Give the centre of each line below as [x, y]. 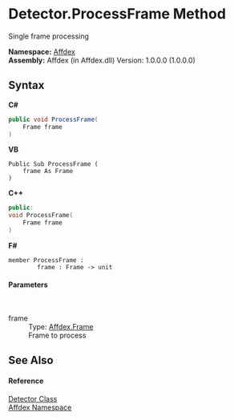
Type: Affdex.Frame [61, 327]
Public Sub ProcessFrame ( [53, 164]
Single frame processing [49, 36]
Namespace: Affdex [42, 51]
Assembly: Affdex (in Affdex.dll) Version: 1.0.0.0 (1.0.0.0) [102, 60]
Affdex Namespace [40, 407]
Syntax [26, 85]
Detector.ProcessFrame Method [117, 14]
